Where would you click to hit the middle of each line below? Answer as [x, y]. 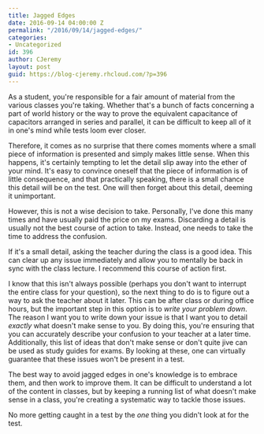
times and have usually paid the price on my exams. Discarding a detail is [127, 219]
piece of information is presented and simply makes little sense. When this [129, 154]
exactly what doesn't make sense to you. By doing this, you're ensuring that [131, 325]
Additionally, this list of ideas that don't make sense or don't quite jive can [128, 342]
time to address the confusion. [58, 236]
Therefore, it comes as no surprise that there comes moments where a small [132, 145]
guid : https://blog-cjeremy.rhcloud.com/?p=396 [88, 74]
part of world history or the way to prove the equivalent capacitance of [123, 113]
